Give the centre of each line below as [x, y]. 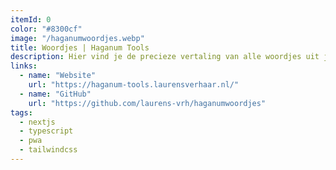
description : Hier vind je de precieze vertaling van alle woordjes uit [165, 57]
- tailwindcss [48, 150]
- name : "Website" [58, 76]
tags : [21, 112]
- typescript [46, 131]
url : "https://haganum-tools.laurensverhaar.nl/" [134, 85]
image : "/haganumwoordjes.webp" [77, 38]
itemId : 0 [31, 19]
